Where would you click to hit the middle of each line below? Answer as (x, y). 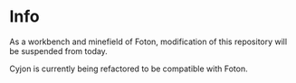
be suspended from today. (59, 51)
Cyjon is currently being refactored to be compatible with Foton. (129, 69)
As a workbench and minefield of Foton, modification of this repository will (148, 41)
